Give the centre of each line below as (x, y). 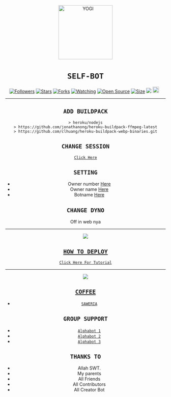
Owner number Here (89, 184)
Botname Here (89, 195)
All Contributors (89, 384)
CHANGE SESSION (85, 146)
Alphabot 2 (89, 336)
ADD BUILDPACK (85, 111)
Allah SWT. (89, 368)
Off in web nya (85, 222)
